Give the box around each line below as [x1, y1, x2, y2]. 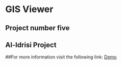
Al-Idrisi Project [5, 40, 57, 49]
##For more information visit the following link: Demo [5, 54, 117, 60]
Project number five [5, 24, 70, 32]
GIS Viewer [5, 4, 54, 15]
